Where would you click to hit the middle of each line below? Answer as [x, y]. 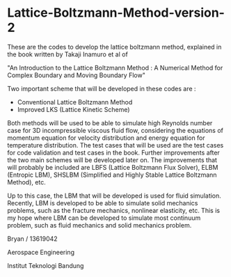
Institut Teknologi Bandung [46, 265]
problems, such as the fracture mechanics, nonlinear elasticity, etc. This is [114, 210]
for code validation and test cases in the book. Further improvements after [114, 152]
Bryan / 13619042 [32, 239]
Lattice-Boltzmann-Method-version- [116, 13]
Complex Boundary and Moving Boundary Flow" [77, 75]
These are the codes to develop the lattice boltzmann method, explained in [114, 47]
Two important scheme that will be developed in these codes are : [102, 88]
